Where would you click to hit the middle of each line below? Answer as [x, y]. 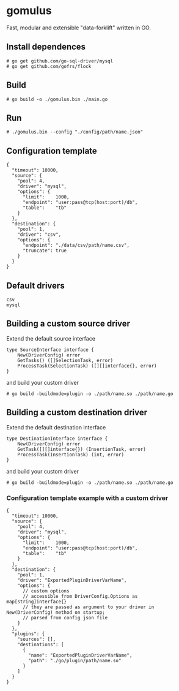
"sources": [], [37, 639]
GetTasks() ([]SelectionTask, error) [65, 360]
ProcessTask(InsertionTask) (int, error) [71, 455]
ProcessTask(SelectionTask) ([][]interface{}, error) [87, 366]
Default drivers [36, 285]
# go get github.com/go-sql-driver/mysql [60, 61]
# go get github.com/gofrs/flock [49, 66]
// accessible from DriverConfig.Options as [80, 596]
